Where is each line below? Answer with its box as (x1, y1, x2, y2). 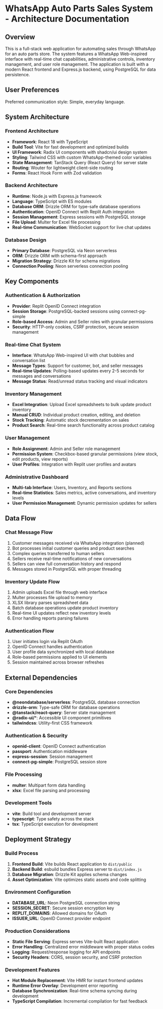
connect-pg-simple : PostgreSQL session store (12, 759, 107, 765)
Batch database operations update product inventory (12, 604, 118, 611)
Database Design (5, 236, 47, 243)
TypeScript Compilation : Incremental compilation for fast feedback (12, 998, 147, 1004)
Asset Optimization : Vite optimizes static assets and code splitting (12, 877, 146, 882)
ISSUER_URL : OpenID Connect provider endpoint (12, 915, 110, 921)
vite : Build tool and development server (12, 811, 91, 816)
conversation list (12, 358, 45, 364)
